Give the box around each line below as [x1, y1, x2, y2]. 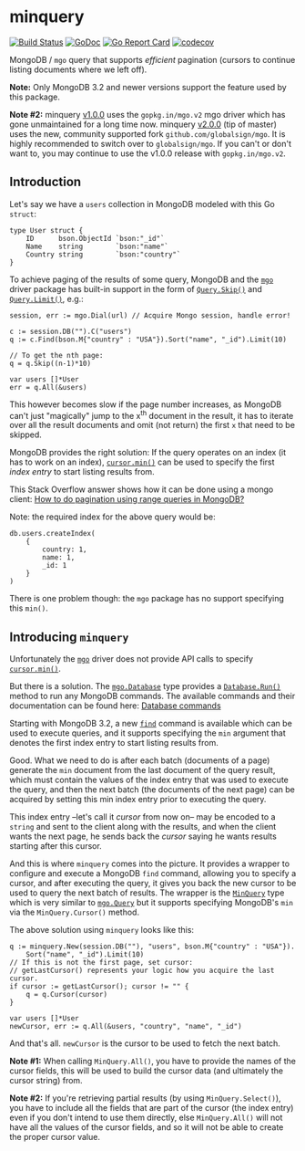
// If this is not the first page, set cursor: [9, 958, 194, 968]
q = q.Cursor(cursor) [25, 990, 107, 999]
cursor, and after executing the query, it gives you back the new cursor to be [9, 878, 297, 889]
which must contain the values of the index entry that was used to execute [9, 774, 289, 786]
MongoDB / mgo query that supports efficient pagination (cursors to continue [9, 54, 296, 65]
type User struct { [9, 225, 84, 235]
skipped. [9, 429, 43, 440]
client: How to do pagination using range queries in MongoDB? [9, 494, 245, 505]
